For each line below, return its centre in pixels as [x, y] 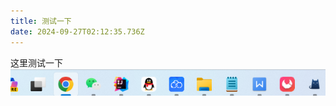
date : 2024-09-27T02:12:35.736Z [77, 31]
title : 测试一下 [41, 21]
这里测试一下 [36, 62]
